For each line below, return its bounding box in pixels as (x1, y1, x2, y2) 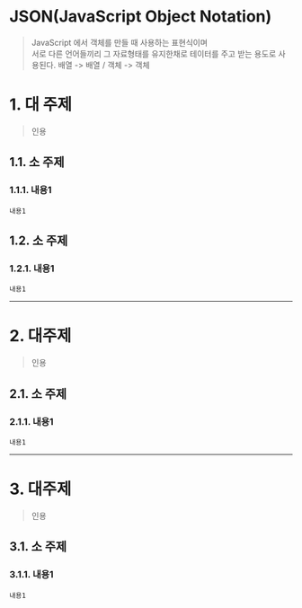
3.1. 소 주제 (9, 539, 67, 554)
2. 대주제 (9, 326, 72, 347)
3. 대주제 (9, 479, 72, 499)
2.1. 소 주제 (9, 386, 67, 401)
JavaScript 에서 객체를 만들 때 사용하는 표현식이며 (31, 37, 209, 48)
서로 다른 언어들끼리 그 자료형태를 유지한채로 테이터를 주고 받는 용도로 (31, 48, 277, 59)
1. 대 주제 (9, 94, 73, 115)
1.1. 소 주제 (9, 154, 65, 170)
